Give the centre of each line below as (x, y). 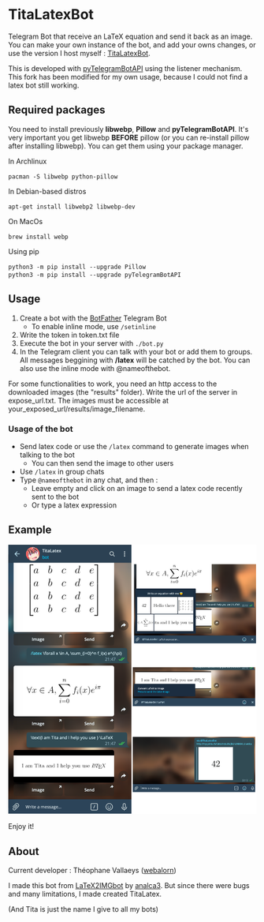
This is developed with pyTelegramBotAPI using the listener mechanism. (125, 68)
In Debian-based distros (47, 191)
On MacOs (26, 221)
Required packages (57, 110)
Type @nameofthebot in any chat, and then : (89, 480)
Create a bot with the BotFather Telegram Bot (93, 318)
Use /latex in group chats (62, 471)
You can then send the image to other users (102, 463)
